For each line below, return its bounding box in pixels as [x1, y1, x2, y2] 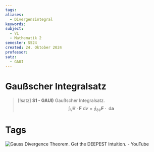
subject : [5, 26, 24, 31]
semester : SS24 [5, 40, 37, 45]
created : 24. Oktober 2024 [5, 45, 62, 50]
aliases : [5, 12, 24, 17]
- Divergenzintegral [10, 17, 53, 22]
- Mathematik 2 [10, 36, 42, 41]
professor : [5, 49, 28, 55]
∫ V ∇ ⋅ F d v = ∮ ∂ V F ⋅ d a [68, 106, 115, 113]
